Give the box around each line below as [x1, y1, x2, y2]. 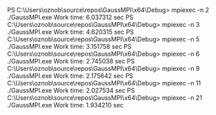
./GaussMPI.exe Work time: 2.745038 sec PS [7, 57, 135, 65]
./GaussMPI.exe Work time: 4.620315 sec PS [7, 28, 134, 36]
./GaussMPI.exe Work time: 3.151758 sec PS [7, 43, 132, 50]
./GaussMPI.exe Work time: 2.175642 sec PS [7, 72, 134, 80]
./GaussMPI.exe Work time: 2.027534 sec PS [7, 86, 135, 94]
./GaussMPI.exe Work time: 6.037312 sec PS [7, 13, 134, 21]
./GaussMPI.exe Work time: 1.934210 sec [7, 101, 124, 109]
